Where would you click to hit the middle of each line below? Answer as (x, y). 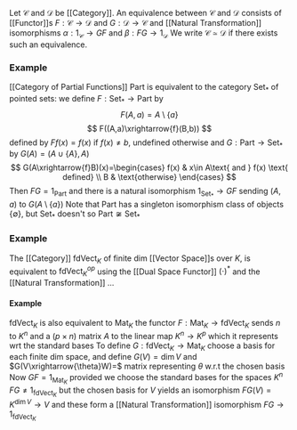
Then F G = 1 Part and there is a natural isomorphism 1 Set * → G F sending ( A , (145, 193)
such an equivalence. (48, 45)
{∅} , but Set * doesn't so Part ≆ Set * (75, 215)
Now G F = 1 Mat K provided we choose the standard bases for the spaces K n (146, 378)
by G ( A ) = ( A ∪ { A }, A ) (49, 154)
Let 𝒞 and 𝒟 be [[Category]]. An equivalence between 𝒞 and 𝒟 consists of (145, 13)
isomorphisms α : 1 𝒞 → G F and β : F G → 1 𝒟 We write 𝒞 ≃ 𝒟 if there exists (144, 34)
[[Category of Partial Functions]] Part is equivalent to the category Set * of (144, 88)
